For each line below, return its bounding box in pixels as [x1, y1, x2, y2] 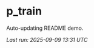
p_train [6, 4, 42, 18]
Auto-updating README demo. [6, 24, 84, 32]
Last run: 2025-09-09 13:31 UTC [6, 36, 88, 43]
